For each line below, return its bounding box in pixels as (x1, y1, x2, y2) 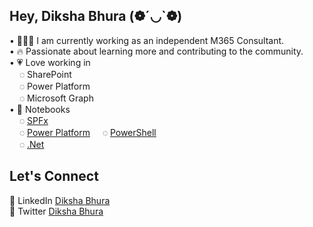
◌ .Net (18, 138, 45, 150)
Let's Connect (9, 168, 99, 185)
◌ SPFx (18, 114, 49, 126)
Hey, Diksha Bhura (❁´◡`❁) (9, 8, 183, 25)
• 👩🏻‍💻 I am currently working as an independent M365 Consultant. (9, 34, 285, 46)
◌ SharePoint (18, 68, 72, 80)
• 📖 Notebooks (9, 103, 71, 115)
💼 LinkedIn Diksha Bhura (9, 194, 111, 206)
